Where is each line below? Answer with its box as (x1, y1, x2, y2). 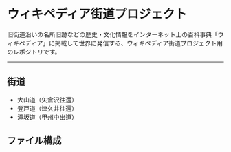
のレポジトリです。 (7, 47, 61, 56)
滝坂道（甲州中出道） (16, 113, 78, 121)
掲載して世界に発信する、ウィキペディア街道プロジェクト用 (54, 39, 223, 47)
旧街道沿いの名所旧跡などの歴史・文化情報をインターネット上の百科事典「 (7, 30, 218, 39)
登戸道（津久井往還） (16, 104, 78, 112)
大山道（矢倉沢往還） (16, 96, 78, 104)
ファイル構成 (7, 135, 62, 146)
